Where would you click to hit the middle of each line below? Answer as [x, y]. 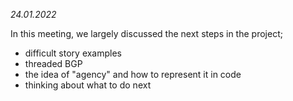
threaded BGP [53, 63]
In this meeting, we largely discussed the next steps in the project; [146, 33]
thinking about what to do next [88, 85]
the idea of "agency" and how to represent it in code [133, 74]
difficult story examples [73, 53]
